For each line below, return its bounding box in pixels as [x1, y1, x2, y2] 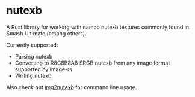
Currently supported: [6, 41, 58, 48]
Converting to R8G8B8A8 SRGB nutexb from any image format [14, 59, 170, 66]
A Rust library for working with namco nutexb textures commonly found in [6, 23, 190, 31]
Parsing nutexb [14, 53, 53, 60]
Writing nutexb [14, 72, 52, 79]
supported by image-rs [14, 65, 73, 72]
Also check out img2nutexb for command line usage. [6, 83, 137, 90]
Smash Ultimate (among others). [6, 29, 87, 37]
